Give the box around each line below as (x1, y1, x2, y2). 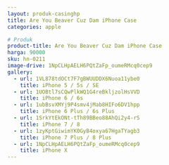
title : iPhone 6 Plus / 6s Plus (20, 108, 115, 115)
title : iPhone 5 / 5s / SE (20, 81, 99, 88)
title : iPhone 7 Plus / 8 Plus (20, 134, 112, 141)
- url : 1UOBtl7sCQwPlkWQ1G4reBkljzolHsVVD (13, 88, 140, 95)
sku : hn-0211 (7, 55, 46, 63)
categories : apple (7, 23, 61, 30)
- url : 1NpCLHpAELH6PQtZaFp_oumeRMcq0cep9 (13, 140, 140, 147)
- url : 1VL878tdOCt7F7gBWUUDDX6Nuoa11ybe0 (13, 75, 140, 82)
